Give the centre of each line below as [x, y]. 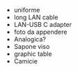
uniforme [27, 10]
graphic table [33, 54]
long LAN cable [36, 17]
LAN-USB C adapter [42, 24]
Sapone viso [32, 47]
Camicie [26, 61]
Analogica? [30, 39]
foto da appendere [40, 32]
